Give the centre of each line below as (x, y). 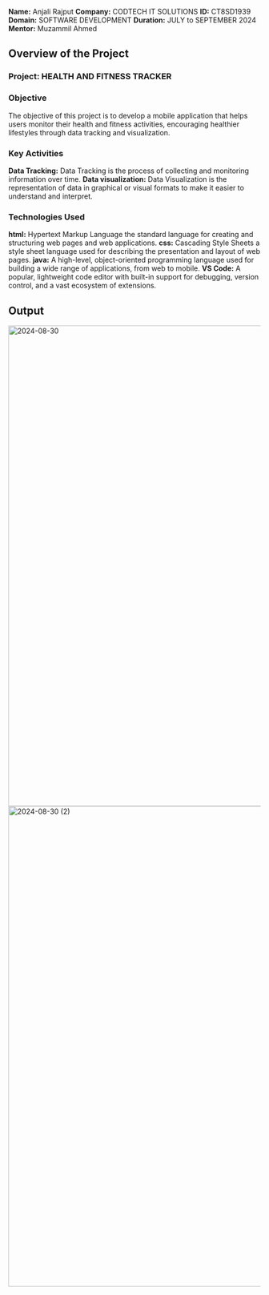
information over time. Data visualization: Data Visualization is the (118, 179)
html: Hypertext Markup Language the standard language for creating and (131, 235)
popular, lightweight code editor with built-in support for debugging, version (134, 277)
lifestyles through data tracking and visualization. (89, 132)
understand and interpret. (51, 196)
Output (26, 310)
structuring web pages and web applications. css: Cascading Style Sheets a (134, 243)
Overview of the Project (69, 54)
